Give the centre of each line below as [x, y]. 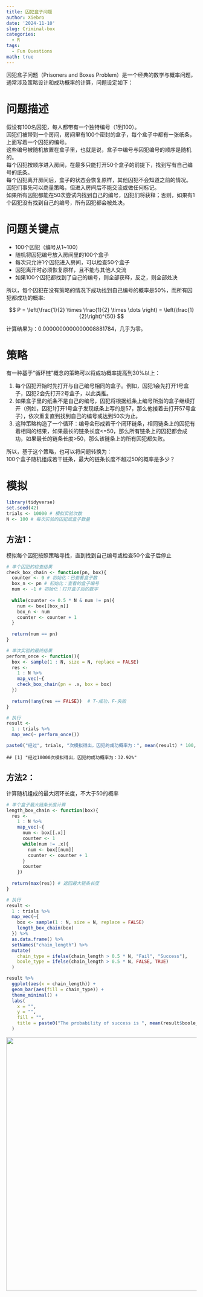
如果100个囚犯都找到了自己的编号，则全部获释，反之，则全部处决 [96, 277]
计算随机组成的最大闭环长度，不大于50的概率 [63, 793]
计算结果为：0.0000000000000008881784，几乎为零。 [76, 328]
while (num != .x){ [45, 844]
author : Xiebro [25, 18]
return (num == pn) [35, 634]
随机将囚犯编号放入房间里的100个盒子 [62, 254]
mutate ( [21, 950]
